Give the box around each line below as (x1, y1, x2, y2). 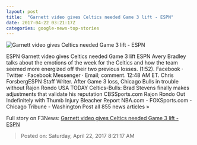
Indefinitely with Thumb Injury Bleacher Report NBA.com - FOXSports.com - (6, 97, 192, 104)
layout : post (6, 8, 39, 15)
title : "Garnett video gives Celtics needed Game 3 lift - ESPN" (6, 14, 174, 20)
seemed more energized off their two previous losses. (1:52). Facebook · (6, 66, 183, 73)
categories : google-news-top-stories (6, 25, 100, 31)
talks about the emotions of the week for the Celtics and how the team (6, 59, 178, 66)
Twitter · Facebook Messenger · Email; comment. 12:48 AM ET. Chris (6, 72, 174, 79)
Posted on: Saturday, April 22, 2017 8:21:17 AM (20, 133, 135, 140)
